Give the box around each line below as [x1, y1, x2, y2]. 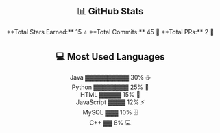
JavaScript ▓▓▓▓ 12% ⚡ [76, 98, 145, 106]
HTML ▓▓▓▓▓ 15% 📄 [80, 90, 140, 98]
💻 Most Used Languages [56, 51, 165, 63]
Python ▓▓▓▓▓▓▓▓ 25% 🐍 [71, 83, 149, 91]
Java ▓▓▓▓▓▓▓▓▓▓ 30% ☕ [69, 73, 151, 81]
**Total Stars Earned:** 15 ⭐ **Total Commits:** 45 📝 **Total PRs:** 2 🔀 [6, 27, 215, 36]
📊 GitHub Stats [77, 5, 144, 17]
